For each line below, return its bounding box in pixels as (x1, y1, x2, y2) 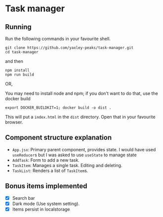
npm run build (5, 72, 35, 77)
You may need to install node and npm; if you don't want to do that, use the (5, 90, 158, 96)
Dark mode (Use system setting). (12, 201, 80, 207)
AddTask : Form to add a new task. (12, 157, 80, 163)
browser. (5, 119, 23, 125)
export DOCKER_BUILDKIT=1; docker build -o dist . (5, 105, 112, 110)
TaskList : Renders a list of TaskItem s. (12, 168, 88, 174)
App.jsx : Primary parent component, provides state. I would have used (12, 146, 156, 152)
